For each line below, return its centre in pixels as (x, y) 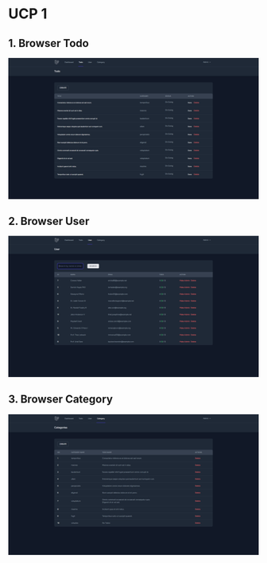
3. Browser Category (61, 400)
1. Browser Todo (48, 43)
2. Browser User (49, 221)
